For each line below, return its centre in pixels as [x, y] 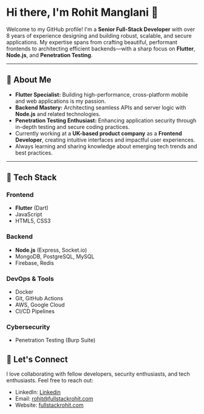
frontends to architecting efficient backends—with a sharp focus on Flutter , [101, 49]
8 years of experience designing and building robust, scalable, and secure [99, 35]
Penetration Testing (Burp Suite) [55, 340]
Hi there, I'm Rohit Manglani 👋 [83, 12]
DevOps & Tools [30, 278]
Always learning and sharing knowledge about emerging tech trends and [106, 146]
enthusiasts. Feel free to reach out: [50, 381]
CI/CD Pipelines [35, 311]
